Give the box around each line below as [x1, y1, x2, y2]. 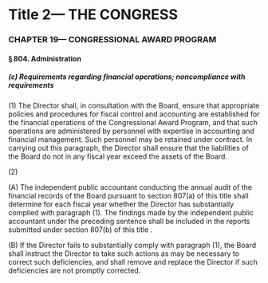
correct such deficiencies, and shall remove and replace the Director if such [8, 257, 258, 266]
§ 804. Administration [8, 53, 82, 63]
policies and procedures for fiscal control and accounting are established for [8, 109, 260, 119]
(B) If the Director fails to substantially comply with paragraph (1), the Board [8, 240, 257, 250]
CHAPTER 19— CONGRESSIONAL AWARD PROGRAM [8, 34, 217, 45]
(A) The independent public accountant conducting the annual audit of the [8, 182, 253, 192]
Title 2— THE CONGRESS [8, 6, 178, 24]
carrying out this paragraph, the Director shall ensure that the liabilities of [8, 143, 249, 152]
